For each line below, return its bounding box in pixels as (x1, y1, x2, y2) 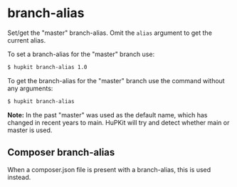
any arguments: (7, 84, 53, 92)
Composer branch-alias (7, 146, 115, 159)
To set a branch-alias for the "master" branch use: (7, 50, 155, 58)
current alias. (7, 36, 46, 44)
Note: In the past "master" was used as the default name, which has (7, 110, 208, 119)
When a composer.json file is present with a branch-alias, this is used (7, 165, 211, 173)
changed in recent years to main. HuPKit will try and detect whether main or (7, 118, 230, 127)
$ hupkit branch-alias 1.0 (7, 63, 88, 70)
